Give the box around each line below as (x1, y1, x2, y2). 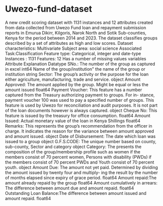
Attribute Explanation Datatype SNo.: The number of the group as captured (5, 61, 155, 67)
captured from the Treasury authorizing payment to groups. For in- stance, (5, 92, 155, 98)
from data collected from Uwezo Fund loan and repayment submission (5, 24, 146, 30)
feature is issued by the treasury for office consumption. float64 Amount (5, 112, 151, 118)
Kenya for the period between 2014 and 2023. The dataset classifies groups (5, 35, 158, 41)
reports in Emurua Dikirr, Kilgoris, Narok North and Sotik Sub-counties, (5, 30, 147, 36)
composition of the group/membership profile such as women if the (5, 149, 141, 154)
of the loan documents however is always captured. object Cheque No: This (5, 107, 157, 113)
